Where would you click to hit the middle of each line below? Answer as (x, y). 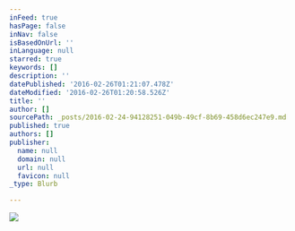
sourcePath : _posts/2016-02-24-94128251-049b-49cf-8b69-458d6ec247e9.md (148, 117)
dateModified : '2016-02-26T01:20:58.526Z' (90, 92)
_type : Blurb (34, 184)
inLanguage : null (42, 51)
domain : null (42, 159)
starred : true (36, 59)
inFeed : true (34, 17)
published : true (39, 126)
